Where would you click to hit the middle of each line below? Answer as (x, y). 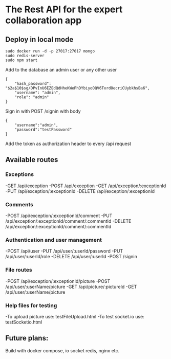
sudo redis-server (25, 56)
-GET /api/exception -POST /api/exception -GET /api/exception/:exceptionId (86, 186)
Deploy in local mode (39, 39)
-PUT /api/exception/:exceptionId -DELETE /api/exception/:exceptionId (80, 191)
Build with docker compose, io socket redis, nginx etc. (62, 350)
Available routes (32, 160)
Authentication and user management (54, 240)
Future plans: (27, 338)
